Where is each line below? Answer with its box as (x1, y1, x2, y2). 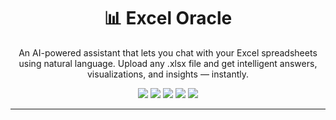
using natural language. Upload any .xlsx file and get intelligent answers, (18, 57, 318, 69)
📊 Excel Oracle (103, 7, 233, 30)
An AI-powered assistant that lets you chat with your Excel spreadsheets (18, 46, 318, 59)
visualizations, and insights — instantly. (87, 68, 249, 80)
